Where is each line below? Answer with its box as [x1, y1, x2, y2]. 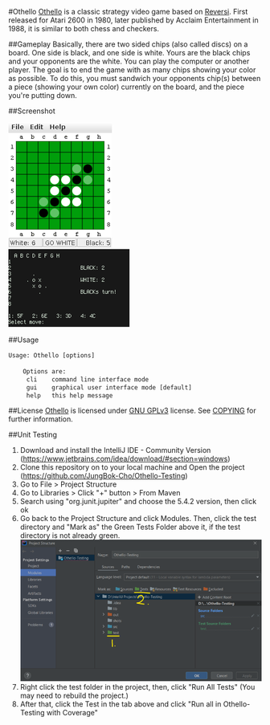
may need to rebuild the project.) [19, 690, 129, 700]
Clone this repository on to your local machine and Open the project [19, 462, 245, 472]
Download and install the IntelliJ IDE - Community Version [19, 446, 211, 454]
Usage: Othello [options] [8, 352, 95, 360]
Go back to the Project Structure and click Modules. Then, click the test [19, 514, 257, 523]
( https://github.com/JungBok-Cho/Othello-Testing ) [19, 471, 188, 480]
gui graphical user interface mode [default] [26, 384, 193, 392]
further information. [8, 414, 74, 424]
